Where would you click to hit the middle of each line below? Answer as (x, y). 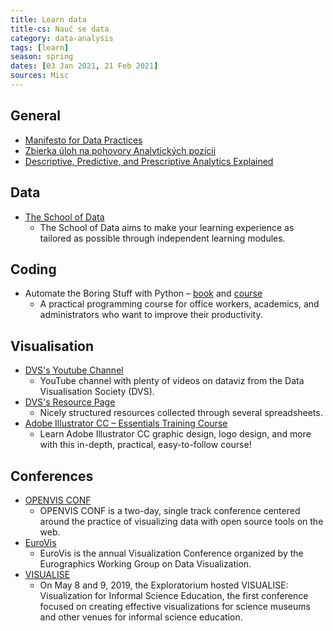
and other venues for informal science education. (141, 617)
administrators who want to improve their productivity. (151, 315)
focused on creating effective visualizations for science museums (175, 606)
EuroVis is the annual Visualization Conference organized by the (171, 553)
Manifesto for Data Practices (83, 140)
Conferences (52, 476)
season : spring (42, 57)
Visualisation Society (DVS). (97, 392)
